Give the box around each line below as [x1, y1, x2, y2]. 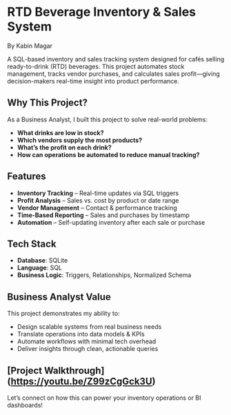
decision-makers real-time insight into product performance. [7, 77, 179, 85]
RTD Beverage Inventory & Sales [7, 4, 197, 20]
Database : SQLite [17, 256, 68, 265]
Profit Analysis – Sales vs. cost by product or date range [17, 196, 179, 204]
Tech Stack [7, 238, 57, 250]
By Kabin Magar [7, 41, 53, 50]
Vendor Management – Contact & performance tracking [17, 203, 177, 212]
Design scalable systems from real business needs [17, 323, 162, 331]
